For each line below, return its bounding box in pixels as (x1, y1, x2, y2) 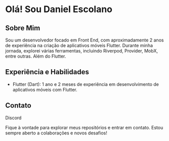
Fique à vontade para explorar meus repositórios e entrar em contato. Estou (5, 124, 163, 130)
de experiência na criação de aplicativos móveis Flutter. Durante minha (5, 42, 153, 49)
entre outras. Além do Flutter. (5, 53, 66, 59)
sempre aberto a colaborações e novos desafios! (5, 130, 107, 136)
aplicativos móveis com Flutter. (12, 86, 77, 92)
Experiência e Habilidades (5, 68, 90, 76)
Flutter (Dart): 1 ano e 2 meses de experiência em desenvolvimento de (12, 81, 159, 87)
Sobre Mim (5, 24, 40, 32)
